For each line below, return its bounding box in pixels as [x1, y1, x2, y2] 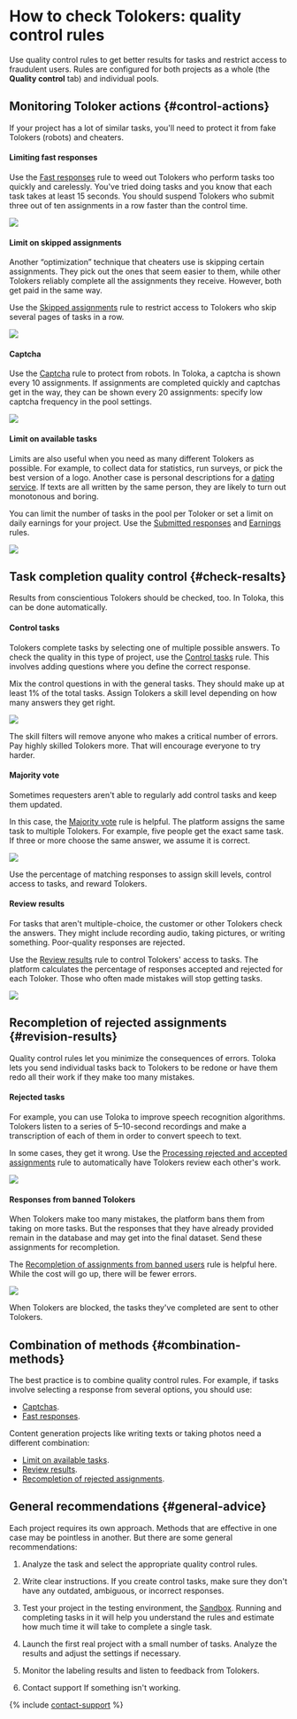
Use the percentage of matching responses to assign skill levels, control [9, 869, 272, 879]
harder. [9, 749, 35, 760]
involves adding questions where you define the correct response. [9, 660, 251, 671]
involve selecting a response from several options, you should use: [9, 1385, 253, 1395]
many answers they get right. [9, 697, 116, 707]
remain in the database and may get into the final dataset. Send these [9, 1232, 263, 1243]
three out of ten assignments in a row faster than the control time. [9, 199, 248, 210]
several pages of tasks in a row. [9, 312, 125, 323]
